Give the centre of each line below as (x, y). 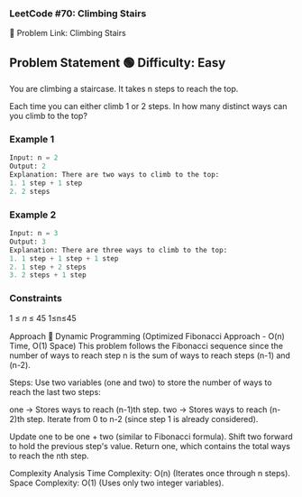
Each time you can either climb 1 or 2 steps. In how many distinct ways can (148, 106)
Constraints (36, 299)
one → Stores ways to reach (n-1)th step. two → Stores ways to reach (138, 410)
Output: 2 (28, 166)
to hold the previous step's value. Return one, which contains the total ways (150, 446)
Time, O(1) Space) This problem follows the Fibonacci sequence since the (146, 345)
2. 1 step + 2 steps (48, 267)
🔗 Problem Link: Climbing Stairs (68, 33)
